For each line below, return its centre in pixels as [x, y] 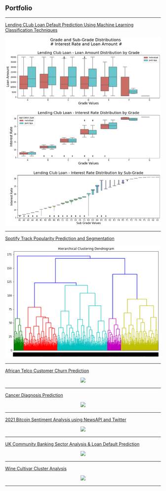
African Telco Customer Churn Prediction [47, 371]
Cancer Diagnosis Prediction [34, 395]
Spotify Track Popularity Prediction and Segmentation [60, 238]
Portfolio [19, 8]
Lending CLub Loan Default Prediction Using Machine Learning [69, 25]
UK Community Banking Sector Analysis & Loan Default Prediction [72, 444]
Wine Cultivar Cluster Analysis [36, 468]
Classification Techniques [31, 30]
